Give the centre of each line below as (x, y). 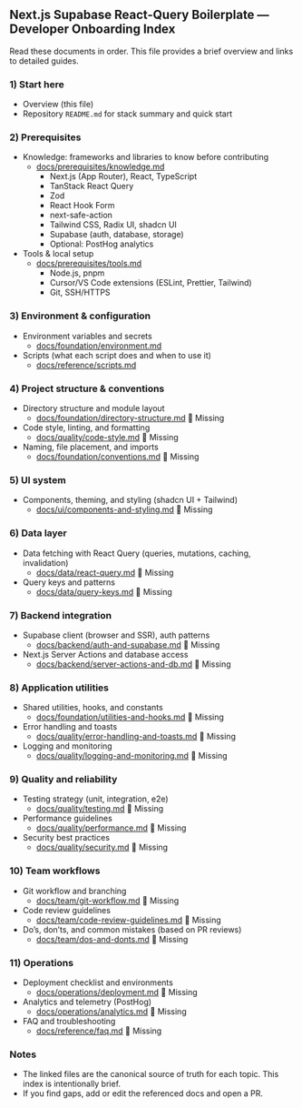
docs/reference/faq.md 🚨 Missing (99, 1031)
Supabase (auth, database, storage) (117, 235)
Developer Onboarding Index (93, 30)
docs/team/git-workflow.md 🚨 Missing (107, 901)
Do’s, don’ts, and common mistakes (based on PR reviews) (132, 929)
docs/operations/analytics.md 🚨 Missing (112, 1012)
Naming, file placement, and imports (90, 447)
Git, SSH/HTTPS (80, 292)
